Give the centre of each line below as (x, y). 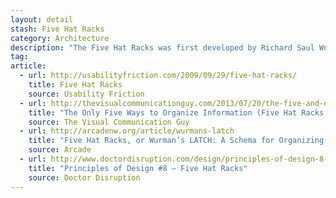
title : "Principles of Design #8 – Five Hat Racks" (138, 168)
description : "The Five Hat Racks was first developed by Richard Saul (162, 47)
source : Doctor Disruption (84, 177)
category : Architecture (60, 38)
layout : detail (42, 19)
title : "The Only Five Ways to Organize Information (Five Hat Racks (176, 112)
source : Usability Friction (86, 94)
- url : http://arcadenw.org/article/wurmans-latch (127, 131)
